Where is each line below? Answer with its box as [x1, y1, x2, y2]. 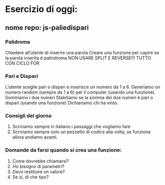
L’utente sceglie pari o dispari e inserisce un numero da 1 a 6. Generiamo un [5, 84, 161, 90]
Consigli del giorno [5, 112, 52, 119]
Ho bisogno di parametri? [12, 163, 65, 169]
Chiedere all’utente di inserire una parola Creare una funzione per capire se [5, 49, 160, 55]
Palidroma [5, 38, 30, 45]
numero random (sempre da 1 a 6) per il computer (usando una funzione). [5, 89, 156, 95]
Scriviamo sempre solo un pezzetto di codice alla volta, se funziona [12, 129, 151, 135]
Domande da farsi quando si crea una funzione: [5, 147, 122, 154]
